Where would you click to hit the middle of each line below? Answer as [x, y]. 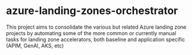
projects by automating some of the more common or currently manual [91, 33]
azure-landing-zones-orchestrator [92, 11]
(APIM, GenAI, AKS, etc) [35, 46]
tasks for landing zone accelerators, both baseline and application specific [96, 39]
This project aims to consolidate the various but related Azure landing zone [96, 27]
